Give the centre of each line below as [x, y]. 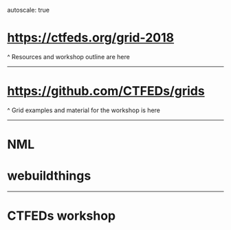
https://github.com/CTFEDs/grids [106, 91]
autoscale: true [29, 10]
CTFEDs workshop [61, 216]
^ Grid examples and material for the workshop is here [84, 110]
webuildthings [49, 176]
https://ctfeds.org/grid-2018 [91, 38]
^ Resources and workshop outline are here [69, 56]
